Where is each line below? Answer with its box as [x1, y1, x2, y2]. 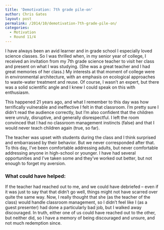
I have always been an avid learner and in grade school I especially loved [5, 47, 153, 54]
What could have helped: [5, 172, 66, 179]
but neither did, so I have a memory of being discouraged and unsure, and [5, 215, 155, 221]
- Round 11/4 [9, 35, 36, 40]
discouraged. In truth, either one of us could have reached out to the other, [5, 210, 156, 216]
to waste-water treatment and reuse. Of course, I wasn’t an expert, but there [5, 79, 159, 85]
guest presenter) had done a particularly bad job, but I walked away [5, 205, 142, 210]
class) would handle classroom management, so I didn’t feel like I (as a [5, 199, 148, 206]
